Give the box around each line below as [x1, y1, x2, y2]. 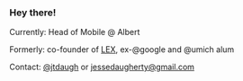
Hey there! [9, 6, 57, 19]
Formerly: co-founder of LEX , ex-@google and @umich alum [9, 44, 235, 55]
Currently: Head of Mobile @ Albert [9, 27, 140, 38]
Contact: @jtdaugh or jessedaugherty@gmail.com [9, 61, 195, 73]
